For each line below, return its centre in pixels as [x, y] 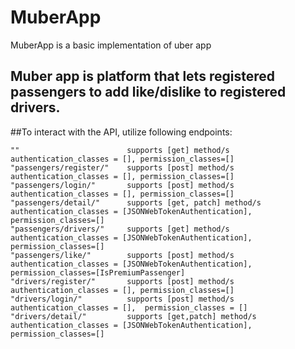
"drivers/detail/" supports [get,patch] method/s [133, 316]
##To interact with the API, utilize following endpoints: [121, 132]
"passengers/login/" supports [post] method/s [122, 185]
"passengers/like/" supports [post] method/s [122, 255]
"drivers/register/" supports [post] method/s [122, 281]
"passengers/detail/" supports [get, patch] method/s [136, 202]
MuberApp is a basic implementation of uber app [111, 45]
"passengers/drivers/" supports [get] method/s [120, 229]
